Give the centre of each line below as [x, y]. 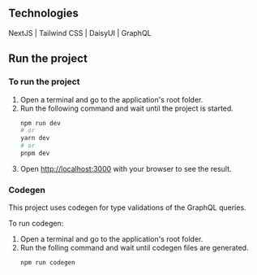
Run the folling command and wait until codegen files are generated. [134, 248]
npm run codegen [47, 263]
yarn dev [35, 138]
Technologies [44, 13]
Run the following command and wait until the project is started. [126, 108]
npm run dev [40, 123]
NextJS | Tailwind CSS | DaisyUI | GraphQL [80, 33]
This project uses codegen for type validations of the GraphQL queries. [127, 207]
